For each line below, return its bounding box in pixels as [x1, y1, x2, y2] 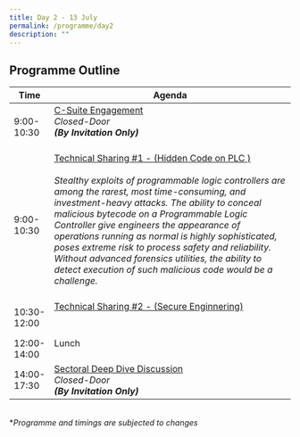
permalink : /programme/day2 [9, 21, 114, 30]
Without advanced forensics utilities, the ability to [54, 252, 262, 265]
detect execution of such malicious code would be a [54, 264, 273, 276]
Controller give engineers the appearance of [54, 219, 241, 232]
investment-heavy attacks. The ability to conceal [54, 197, 262, 210]
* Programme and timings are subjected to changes [9, 417, 198, 428]
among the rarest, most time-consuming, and [54, 186, 246, 198]
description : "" [9, 29, 70, 38]
